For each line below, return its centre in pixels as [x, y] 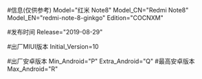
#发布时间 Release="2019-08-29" [55, 32]
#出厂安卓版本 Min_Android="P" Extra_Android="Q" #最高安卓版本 [101, 61]
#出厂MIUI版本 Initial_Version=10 [53, 46]
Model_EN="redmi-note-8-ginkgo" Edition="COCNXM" [85, 18]
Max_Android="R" [33, 69]
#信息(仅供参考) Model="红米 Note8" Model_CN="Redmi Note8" [98, 10]
